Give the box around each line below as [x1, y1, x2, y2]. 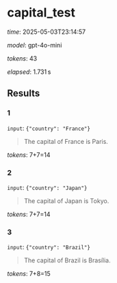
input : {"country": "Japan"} [7, 183, 88, 191]
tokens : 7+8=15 [7, 270, 51, 278]
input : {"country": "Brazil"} [7, 243, 91, 251]
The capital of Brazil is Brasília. [23, 256, 111, 264]
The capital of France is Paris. [23, 137, 108, 145]
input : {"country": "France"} [7, 124, 91, 132]
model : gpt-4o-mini [7, 41, 62, 49]
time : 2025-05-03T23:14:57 [7, 28, 86, 36]
